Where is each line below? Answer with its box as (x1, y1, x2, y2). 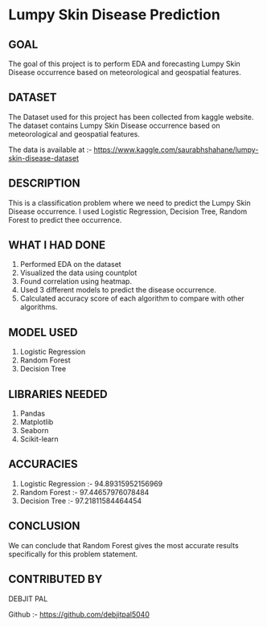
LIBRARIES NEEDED (8, 387, 108, 401)
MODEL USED (8, 326, 78, 339)
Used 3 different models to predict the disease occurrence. (19, 285, 217, 295)
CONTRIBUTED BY (8, 572, 103, 586)
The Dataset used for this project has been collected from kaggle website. (8, 112, 254, 121)
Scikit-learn (19, 434, 59, 444)
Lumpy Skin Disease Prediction (8, 6, 221, 24)
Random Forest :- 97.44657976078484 (19, 487, 150, 497)
